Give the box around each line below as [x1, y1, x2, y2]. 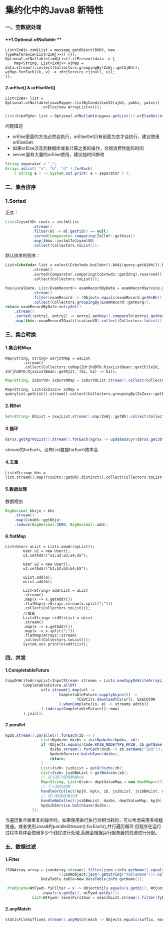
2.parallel [5, 721, 25, 728]
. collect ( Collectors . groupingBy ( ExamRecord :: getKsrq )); [31, 300, 151, 305]
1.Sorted [5, 197, 26, 204]
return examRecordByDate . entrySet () [5, 304, 81, 309]
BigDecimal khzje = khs [5, 508, 55, 513]
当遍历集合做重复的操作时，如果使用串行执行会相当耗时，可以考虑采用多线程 [5, 817, 163, 823]
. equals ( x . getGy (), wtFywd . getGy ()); [40, 890, 120, 896]
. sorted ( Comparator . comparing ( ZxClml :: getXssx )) [31, 233, 135, 238]
